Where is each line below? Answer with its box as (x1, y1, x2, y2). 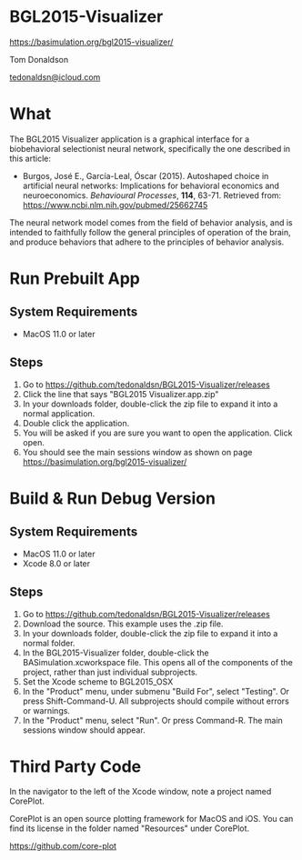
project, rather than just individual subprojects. (22, 666, 198, 677)
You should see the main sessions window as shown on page (22, 446, 253, 457)
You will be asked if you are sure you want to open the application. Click (22, 427, 293, 438)
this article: (9, 153, 52, 164)
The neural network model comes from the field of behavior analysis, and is (9, 216, 293, 228)
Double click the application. (22, 417, 130, 428)
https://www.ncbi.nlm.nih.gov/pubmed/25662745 (22, 199, 208, 210)
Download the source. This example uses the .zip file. (22, 618, 224, 629)
